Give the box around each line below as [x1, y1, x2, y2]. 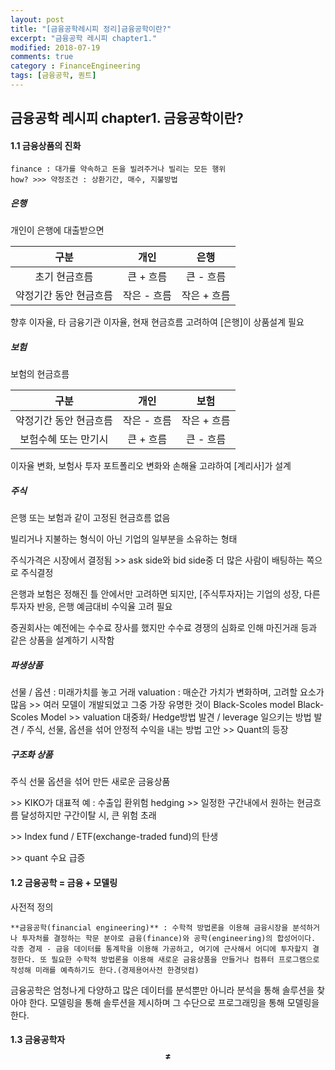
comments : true [10, 52, 74, 62]
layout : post [10, 14, 65, 25]
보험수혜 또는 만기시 [19, 432, 109, 446]
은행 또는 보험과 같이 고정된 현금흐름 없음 [10, 512, 171, 524]
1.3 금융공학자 [10, 1034, 66, 1046]
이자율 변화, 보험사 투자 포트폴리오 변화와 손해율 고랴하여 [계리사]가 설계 [10, 460, 292, 472]
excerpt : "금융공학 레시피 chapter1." [10, 33, 158, 43]
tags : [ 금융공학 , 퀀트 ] [10, 71, 97, 81]
